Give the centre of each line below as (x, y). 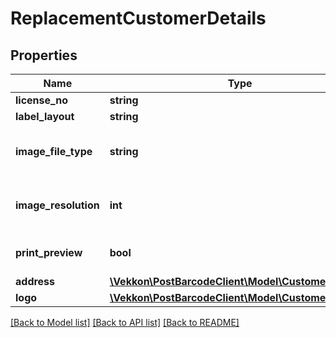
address (35, 281)
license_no (41, 100)
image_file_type (54, 151)
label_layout (45, 116)
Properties (44, 55)
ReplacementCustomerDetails (138, 18)
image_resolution (57, 205)
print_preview (49, 252)
